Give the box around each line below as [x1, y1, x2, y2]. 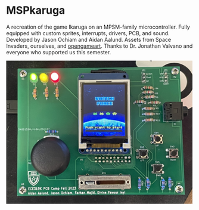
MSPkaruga [6, 4, 66, 17]
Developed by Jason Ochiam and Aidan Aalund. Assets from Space [6, 36, 172, 43]
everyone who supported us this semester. [6, 48, 111, 55]
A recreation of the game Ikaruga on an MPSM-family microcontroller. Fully [6, 23, 191, 30]
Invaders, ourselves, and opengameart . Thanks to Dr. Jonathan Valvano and [6, 42, 193, 50]
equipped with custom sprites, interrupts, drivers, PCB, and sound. [6, 29, 170, 36]
